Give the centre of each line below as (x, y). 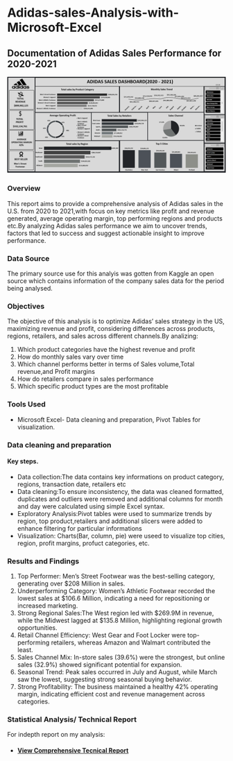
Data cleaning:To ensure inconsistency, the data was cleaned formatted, (120, 491)
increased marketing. (48, 606)
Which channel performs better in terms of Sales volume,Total (106, 364)
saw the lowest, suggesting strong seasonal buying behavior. (105, 679)
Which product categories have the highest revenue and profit (106, 350)
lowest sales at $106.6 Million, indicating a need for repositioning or (113, 599)
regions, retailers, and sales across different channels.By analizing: (103, 336)
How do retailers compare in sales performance (85, 379)
